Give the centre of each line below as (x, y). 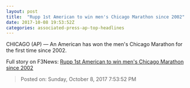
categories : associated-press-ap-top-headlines (65, 28)
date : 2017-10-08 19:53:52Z (40, 22)
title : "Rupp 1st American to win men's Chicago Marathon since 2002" (95, 17)
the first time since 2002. (36, 51)
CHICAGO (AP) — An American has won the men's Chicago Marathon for (94, 44)
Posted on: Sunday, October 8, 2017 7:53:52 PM (78, 79)
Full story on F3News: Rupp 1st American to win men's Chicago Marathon (95, 62)
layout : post (22, 11)
